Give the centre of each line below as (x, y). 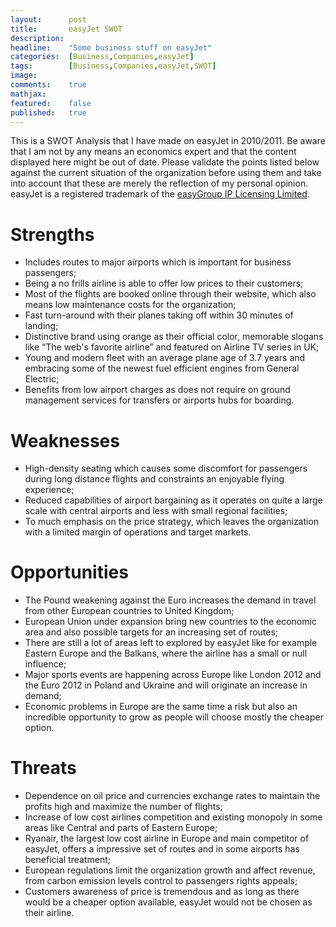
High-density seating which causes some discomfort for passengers (166, 468)
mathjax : (28, 94)
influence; (45, 664)
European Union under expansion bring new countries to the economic (170, 622)
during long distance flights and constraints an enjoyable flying (154, 479)
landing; (41, 326)
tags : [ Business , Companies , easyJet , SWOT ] (113, 66)
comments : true (48, 85)
